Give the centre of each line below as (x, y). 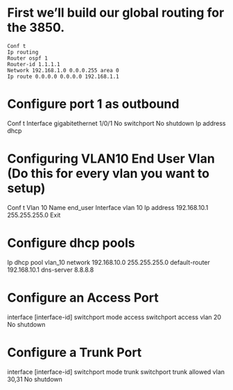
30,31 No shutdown (35, 379)
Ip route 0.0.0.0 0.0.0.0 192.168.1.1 (63, 76)
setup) (26, 188)
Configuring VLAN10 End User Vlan (111, 159)
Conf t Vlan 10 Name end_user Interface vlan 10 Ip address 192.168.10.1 (108, 207)
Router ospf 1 (28, 58)
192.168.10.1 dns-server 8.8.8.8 (51, 270)
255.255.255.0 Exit (34, 215)
